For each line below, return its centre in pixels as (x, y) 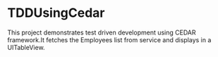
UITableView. (26, 47)
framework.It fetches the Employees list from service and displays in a (109, 39)
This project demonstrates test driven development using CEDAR (102, 32)
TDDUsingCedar (56, 13)
